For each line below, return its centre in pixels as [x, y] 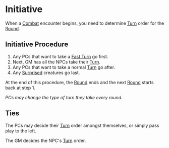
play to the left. [21, 131]
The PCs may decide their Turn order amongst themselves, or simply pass [82, 125]
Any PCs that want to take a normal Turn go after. [64, 67]
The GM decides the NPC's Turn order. [46, 140]
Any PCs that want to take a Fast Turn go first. [60, 56]
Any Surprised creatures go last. [46, 72]
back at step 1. [20, 88]
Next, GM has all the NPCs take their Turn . [57, 62]
